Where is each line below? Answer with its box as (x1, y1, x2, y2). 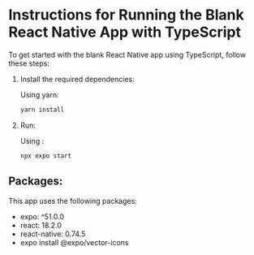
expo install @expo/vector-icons (19, 237, 129, 247)
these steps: (8, 58, 50, 68)
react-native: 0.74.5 (19, 229, 86, 239)
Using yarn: (19, 89, 59, 99)
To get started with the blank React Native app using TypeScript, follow (8, 50, 246, 59)
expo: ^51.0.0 (19, 211, 65, 221)
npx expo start (19, 152, 72, 160)
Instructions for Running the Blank (8, 6, 245, 24)
